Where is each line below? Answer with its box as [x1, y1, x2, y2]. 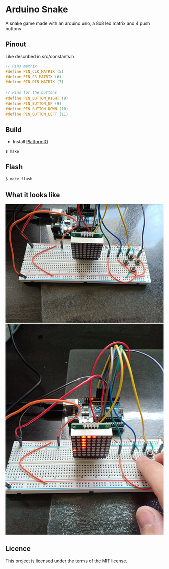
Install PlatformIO [12, 139, 49, 145]
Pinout [5, 40, 27, 49]
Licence [5, 544, 31, 553]
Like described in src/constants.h [5, 53, 74, 59]
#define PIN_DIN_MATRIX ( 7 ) [5, 79, 64, 85]
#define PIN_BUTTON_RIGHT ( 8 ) [5, 96, 69, 101]
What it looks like [5, 190, 60, 199]
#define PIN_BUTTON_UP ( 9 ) [5, 101, 62, 106]
